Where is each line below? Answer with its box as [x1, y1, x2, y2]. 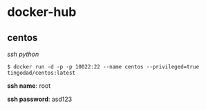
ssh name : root [7, 82, 51, 90]
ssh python [7, 50, 39, 58]
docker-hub [7, 4, 77, 20]
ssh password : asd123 [7, 95, 73, 103]
